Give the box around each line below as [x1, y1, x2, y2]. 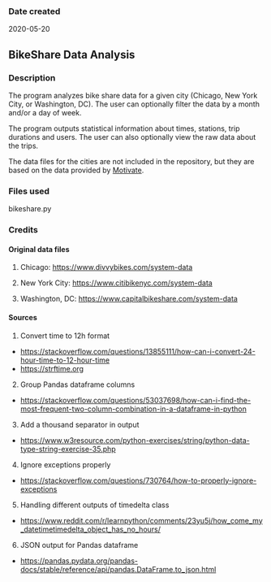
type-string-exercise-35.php [19, 444, 116, 454]
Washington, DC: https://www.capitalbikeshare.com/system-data [19, 294, 238, 304]
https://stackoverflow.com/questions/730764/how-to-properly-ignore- [19, 476, 257, 485]
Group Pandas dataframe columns [19, 380, 135, 389]
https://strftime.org [19, 363, 84, 373]
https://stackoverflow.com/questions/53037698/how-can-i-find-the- [19, 395, 252, 405]
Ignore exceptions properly [19, 459, 111, 469]
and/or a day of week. [8, 107, 82, 117]
